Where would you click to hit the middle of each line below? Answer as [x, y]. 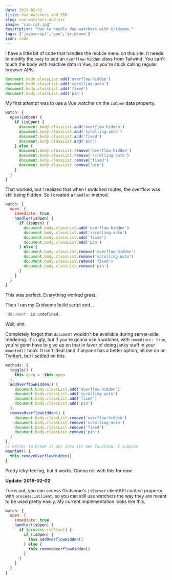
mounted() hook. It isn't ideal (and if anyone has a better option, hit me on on [86, 351]
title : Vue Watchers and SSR [36, 15]
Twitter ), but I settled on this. [36, 356]
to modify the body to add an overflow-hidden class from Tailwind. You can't [85, 59]
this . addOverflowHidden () [56, 539]
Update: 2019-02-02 [28, 480]
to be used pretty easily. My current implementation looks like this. [76, 501]
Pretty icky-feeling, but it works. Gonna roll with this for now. [69, 471]
